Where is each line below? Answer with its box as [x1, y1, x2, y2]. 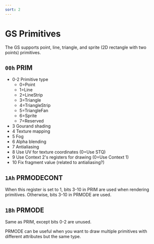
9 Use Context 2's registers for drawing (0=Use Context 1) [12, 154, 129, 160]
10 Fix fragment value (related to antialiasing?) [12, 160, 104, 165]
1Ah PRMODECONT [5, 174, 63, 182]
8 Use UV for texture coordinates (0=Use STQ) [12, 149, 106, 155]
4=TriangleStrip [19, 102, 51, 108]
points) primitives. [5, 49, 41, 55]
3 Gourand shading [12, 123, 51, 129]
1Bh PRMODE [5, 206, 45, 214]
